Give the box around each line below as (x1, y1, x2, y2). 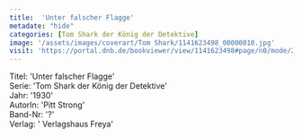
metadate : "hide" (9, 22, 75, 30)
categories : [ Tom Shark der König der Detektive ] (9, 30, 200, 39)
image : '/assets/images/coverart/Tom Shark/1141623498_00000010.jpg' (9, 38, 276, 47)
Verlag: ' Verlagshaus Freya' (9, 118, 114, 130)
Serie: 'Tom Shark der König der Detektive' (9, 81, 168, 91)
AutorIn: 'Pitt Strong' (9, 99, 85, 110)
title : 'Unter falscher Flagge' (9, 13, 135, 22)
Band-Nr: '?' (9, 109, 55, 120)
